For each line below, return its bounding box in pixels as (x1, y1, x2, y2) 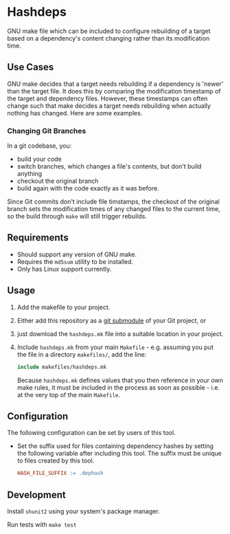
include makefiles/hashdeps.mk (16, 364, 107, 370)
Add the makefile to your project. (16, 303, 111, 311)
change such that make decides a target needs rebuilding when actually (7, 101, 211, 110)
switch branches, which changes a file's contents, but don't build (16, 162, 202, 170)
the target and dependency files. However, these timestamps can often (7, 94, 208, 102)
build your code (16, 155, 62, 164)
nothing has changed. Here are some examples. (7, 109, 143, 117)
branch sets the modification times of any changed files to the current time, (7, 205, 221, 213)
